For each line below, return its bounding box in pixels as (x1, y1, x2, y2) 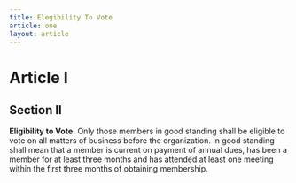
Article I (9, 67, 68, 88)
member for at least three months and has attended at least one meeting (9, 154, 274, 164)
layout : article (9, 29, 69, 38)
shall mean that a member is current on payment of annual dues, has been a (9, 145, 288, 156)
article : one (9, 21, 58, 30)
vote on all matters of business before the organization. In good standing (9, 135, 275, 146)
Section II (9, 103, 62, 118)
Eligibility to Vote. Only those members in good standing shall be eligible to (9, 126, 285, 137)
